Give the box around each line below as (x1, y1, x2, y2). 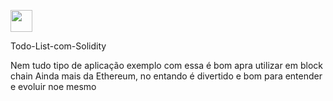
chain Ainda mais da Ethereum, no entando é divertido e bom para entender (10, 70, 323, 82)
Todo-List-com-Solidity (10, 40, 107, 52)
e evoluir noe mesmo (10, 81, 97, 92)
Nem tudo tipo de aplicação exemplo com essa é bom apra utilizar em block (10, 60, 323, 71)
